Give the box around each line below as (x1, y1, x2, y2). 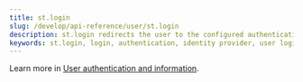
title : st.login (9, 13, 70, 23)
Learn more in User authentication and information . (9, 63, 200, 74)
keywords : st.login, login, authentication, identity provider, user (9, 38, 277, 48)
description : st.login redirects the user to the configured (9, 30, 244, 39)
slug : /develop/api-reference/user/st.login (9, 22, 179, 31)
